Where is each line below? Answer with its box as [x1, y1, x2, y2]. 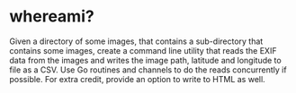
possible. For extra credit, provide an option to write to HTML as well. [9, 73, 265, 84]
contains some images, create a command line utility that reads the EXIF [9, 45, 277, 55]
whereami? [9, 6, 94, 27]
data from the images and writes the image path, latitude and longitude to [9, 55, 282, 65]
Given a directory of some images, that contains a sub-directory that [9, 36, 264, 46]
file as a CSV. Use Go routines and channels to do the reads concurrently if [9, 64, 287, 75]
